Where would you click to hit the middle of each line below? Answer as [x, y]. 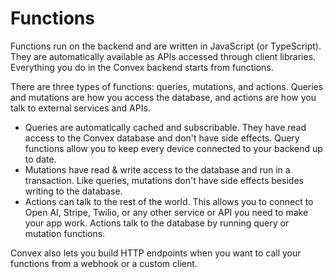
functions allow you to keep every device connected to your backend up [173, 148]
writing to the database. [73, 191]
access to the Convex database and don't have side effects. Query [162, 138]
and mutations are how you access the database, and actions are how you [163, 97]
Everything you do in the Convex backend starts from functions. [142, 67]
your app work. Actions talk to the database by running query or [157, 223]
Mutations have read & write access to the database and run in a [157, 169]
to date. [40, 159]
